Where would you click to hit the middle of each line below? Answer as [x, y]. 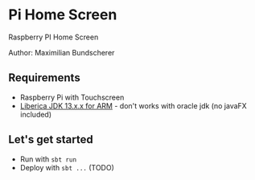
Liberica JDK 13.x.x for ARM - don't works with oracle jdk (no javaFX [133, 105]
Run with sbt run [48, 159]
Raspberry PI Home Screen [53, 37]
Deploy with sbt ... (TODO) [67, 167]
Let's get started [51, 139]
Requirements [44, 78]
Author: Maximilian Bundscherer [62, 52]
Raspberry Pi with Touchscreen [72, 97]
